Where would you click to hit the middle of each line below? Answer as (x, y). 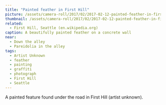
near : (11, 37)
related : (14, 23)
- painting (21, 65)
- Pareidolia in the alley (37, 46)
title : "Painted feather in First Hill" (47, 10)
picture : (14, 14)
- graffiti (21, 70)
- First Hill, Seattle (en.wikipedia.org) (54, 28)
